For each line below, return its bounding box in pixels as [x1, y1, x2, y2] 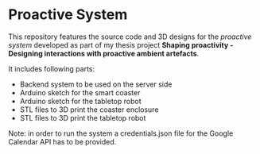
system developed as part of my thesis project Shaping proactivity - [8, 40, 234, 49]
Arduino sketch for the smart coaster [19, 87, 141, 97]
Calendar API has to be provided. [8, 137, 117, 146]
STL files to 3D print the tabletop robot [19, 113, 146, 122]
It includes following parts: [8, 64, 95, 73]
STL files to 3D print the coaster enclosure [19, 105, 159, 114]
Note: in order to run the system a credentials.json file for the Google [8, 129, 234, 138]
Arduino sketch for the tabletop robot [19, 96, 142, 106]
